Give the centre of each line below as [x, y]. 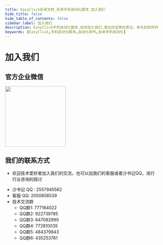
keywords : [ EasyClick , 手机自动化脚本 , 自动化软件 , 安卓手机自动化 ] [65, 32]
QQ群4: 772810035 [39, 226]
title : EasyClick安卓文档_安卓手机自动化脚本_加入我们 [55, 9]
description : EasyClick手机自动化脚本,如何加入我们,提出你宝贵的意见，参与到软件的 [82, 28]
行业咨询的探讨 [27, 179]
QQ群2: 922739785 [39, 214]
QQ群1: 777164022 [38, 207]
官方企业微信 [24, 77]
